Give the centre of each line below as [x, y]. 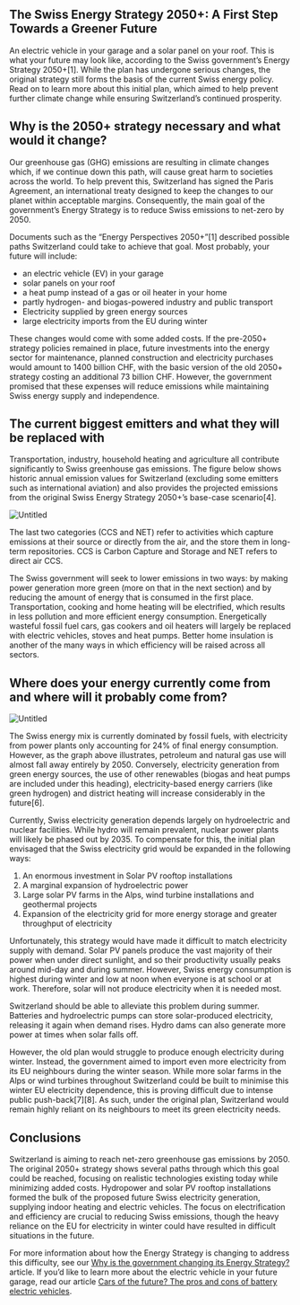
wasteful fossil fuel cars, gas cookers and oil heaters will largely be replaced [150, 626]
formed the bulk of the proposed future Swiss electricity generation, [135, 1197]
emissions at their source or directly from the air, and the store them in [139, 542]
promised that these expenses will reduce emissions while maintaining [139, 386]
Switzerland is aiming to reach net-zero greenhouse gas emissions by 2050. [150, 1160]
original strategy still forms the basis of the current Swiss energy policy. [142, 79]
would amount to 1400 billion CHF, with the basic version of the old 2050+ [146, 366]
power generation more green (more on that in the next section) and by [141, 588]
